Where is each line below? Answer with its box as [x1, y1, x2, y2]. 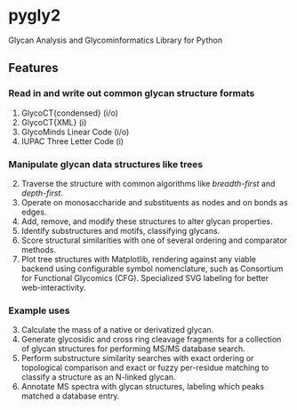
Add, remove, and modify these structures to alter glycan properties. [20, 215, 273, 227]
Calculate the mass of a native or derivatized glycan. [20, 325, 214, 335]
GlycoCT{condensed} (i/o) [20, 108, 119, 118]
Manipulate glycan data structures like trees [8, 157, 204, 170]
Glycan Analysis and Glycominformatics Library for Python [8, 35, 223, 45]
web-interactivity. [20, 282, 86, 293]
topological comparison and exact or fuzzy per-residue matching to [20, 362, 269, 374]
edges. [20, 206, 47, 217]
